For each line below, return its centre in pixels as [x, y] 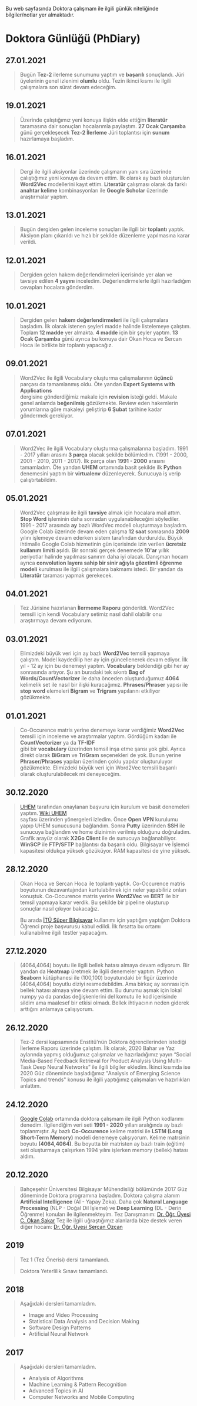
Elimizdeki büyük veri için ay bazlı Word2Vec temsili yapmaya [95, 653]
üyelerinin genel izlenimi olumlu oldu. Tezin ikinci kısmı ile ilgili [95, 81]
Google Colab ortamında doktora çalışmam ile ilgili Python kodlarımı [102, 1119]
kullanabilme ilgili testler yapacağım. [64, 932]
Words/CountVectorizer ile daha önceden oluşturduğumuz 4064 [100, 678]
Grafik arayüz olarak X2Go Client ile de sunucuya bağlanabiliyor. [98, 838]
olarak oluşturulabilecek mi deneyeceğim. [70, 774]
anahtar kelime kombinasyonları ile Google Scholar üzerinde [94, 190]
